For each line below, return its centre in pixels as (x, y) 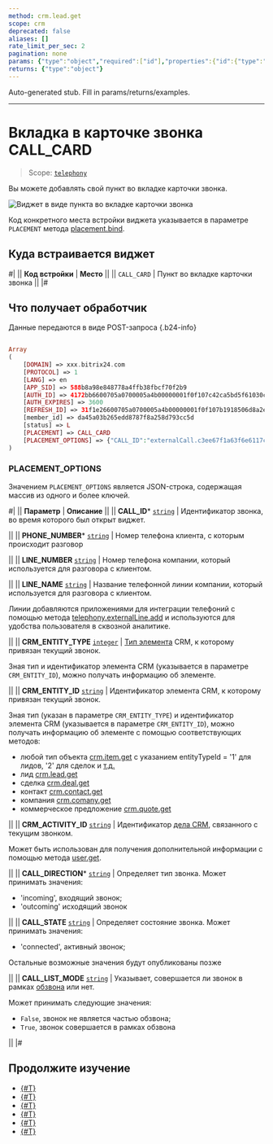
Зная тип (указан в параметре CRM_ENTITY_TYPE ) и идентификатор (121, 715)
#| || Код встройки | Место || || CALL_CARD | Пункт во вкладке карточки (130, 274)
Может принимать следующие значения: (80, 1002)
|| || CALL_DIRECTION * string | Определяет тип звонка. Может (117, 873)
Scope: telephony (58, 173)
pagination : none (38, 54)
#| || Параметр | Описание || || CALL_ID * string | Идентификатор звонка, (136, 511)
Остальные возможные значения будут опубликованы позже (115, 962)
